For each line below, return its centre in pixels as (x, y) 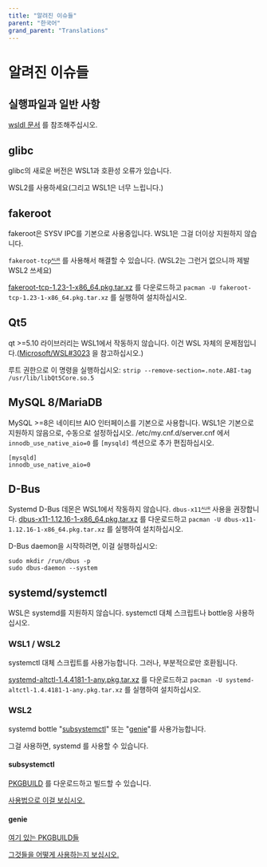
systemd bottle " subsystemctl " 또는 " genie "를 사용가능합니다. (107, 729)
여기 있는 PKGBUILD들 (44, 837)
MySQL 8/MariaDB (55, 402)
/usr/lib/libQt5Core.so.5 (51, 378)
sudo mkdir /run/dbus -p (49, 562)
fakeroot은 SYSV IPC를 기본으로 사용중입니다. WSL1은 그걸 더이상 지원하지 (126, 233)
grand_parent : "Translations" (59, 30)
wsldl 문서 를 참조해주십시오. (53, 125)
